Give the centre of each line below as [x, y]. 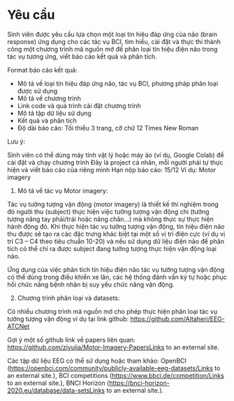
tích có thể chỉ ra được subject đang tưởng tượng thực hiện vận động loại [112, 248]
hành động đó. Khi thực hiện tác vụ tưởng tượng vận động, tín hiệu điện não [116, 226]
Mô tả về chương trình [49, 98]
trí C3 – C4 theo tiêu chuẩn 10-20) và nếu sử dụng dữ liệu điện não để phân [116, 241]
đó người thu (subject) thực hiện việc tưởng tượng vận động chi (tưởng [108, 211]
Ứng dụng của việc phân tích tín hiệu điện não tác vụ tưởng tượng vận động [116, 269]
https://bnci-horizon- [139, 383]
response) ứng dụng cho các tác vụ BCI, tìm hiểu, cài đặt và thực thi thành [114, 41]
